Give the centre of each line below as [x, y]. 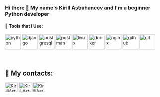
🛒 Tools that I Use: [24, 26]
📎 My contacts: [29, 73]
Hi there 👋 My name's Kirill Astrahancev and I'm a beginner [78, 8]
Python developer [27, 14]
